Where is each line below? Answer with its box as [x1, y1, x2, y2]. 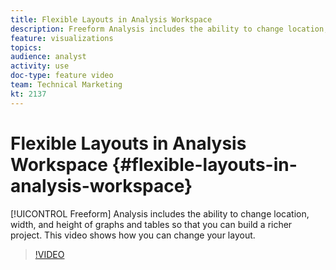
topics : [10, 42, 43, 53]
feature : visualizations [10, 33, 114, 43]
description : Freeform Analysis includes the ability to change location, [10, 24, 329, 34]
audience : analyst [10, 52, 87, 62]
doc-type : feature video [10, 71, 114, 81]
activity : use [10, 61, 70, 71]
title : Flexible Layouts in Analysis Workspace [10, 14, 213, 25]
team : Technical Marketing [10, 80, 123, 90]
